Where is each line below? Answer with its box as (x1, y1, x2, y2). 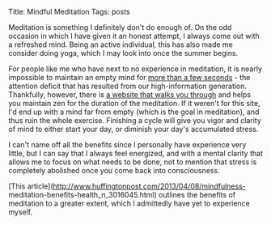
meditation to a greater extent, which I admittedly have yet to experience (8, 198, 251, 208)
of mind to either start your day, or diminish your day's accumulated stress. (8, 125, 259, 134)
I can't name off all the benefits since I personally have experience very (8, 140, 247, 149)
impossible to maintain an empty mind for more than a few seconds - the (8, 73, 251, 82)
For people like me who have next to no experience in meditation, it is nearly (8, 64, 263, 74)
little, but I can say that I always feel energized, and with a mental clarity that (8, 149, 263, 158)
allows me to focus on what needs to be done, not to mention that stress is (8, 157, 257, 167)
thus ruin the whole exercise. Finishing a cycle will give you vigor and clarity (8, 116, 261, 125)
